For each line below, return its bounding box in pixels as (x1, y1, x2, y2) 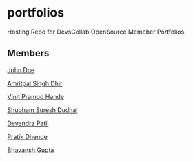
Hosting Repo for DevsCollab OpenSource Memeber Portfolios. (7, 28, 186, 36)
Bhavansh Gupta (7, 146, 54, 154)
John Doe (7, 65, 35, 74)
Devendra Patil (7, 119, 49, 127)
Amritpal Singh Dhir (7, 79, 63, 87)
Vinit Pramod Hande (7, 92, 64, 100)
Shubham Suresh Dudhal (7, 105, 78, 114)
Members (7, 47, 50, 59)
